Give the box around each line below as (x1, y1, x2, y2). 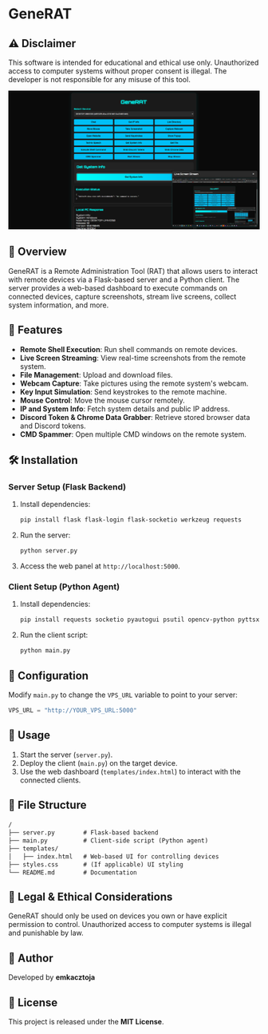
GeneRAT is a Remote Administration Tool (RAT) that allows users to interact (8, 266, 258, 275)
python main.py (19, 647, 71, 655)
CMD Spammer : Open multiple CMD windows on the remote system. (19, 429, 247, 439)
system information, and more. (8, 300, 109, 310)
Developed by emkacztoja (8, 973, 96, 982)
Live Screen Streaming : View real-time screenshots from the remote (19, 353, 246, 362)
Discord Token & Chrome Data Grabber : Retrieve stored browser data (19, 412, 250, 422)
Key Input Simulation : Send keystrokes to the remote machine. (19, 386, 227, 396)
